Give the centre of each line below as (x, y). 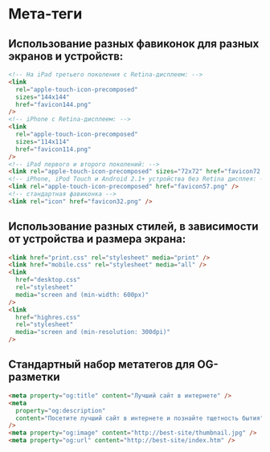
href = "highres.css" (48, 317)
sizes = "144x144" (43, 97)
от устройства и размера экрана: (97, 239)
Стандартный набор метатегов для (102, 365)
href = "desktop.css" (48, 280)
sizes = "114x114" (43, 141)
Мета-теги (45, 14)
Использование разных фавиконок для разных (134, 44)
